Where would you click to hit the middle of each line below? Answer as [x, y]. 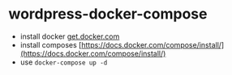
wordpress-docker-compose [108, 14]
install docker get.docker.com [70, 36]
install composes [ [51, 44]
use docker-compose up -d [64, 62]
